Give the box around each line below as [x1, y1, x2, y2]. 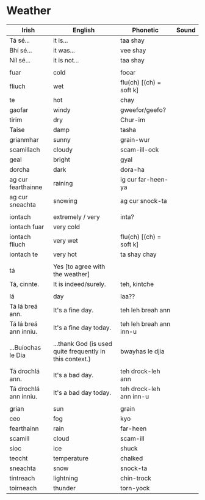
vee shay [120, 46, 146, 54]
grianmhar [9, 135, 39, 144]
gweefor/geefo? [120, 105, 167, 114]
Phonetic [132, 26, 159, 34]
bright [52, 155, 70, 164]
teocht [9, 454, 28, 462]
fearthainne [9, 183, 43, 191]
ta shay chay [120, 250, 157, 259]
